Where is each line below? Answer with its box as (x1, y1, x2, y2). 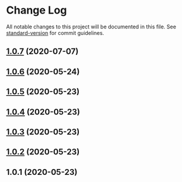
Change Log (6, 4, 67, 17)
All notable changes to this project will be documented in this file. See (6, 23, 177, 30)
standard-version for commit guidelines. (6, 29, 104, 36)
